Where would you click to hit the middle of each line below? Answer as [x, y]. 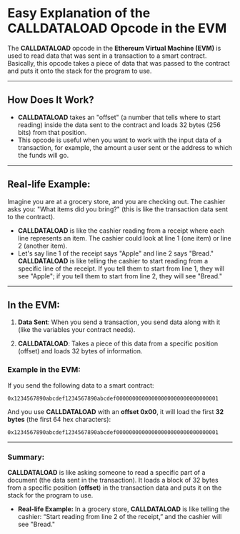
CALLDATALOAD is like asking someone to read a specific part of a [106, 472]
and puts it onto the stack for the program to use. [80, 71]
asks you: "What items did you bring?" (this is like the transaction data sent [118, 209]
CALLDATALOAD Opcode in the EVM [117, 28]
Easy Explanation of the [79, 13]
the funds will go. [43, 155]
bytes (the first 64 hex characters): [59, 419]
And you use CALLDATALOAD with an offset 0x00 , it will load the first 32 [116, 411]
